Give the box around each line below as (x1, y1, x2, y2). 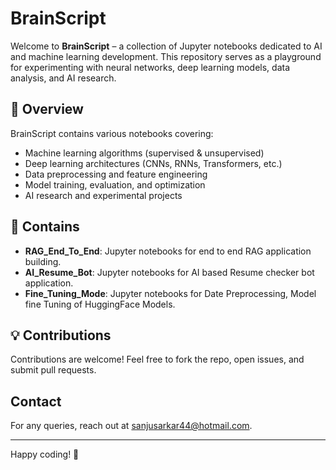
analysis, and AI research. (10, 72, 117, 84)
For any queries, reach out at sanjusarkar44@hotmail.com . (10, 420, 253, 432)
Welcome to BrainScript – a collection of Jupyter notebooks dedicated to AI (10, 40, 323, 52)
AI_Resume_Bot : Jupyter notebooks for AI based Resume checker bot (24, 266, 315, 278)
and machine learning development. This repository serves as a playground (10, 50, 322, 62)
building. (24, 255, 62, 267)
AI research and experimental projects (24, 189, 183, 201)
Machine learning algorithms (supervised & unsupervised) (24, 147, 265, 159)
